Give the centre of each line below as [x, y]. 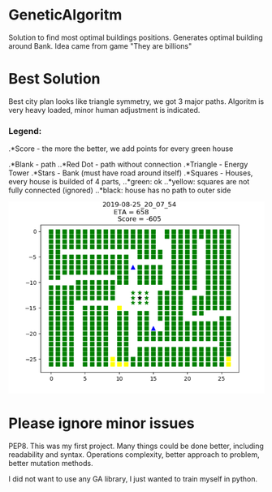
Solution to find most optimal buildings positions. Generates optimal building [136, 37]
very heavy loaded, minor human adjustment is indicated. [104, 110]
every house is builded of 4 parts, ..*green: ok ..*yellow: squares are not [129, 182]
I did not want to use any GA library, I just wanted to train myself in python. [133, 479]
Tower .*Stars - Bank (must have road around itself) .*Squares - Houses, [131, 173]
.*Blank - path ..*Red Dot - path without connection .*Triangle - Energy [128, 165]
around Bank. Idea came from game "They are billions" [100, 45]
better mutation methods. [51, 464]
